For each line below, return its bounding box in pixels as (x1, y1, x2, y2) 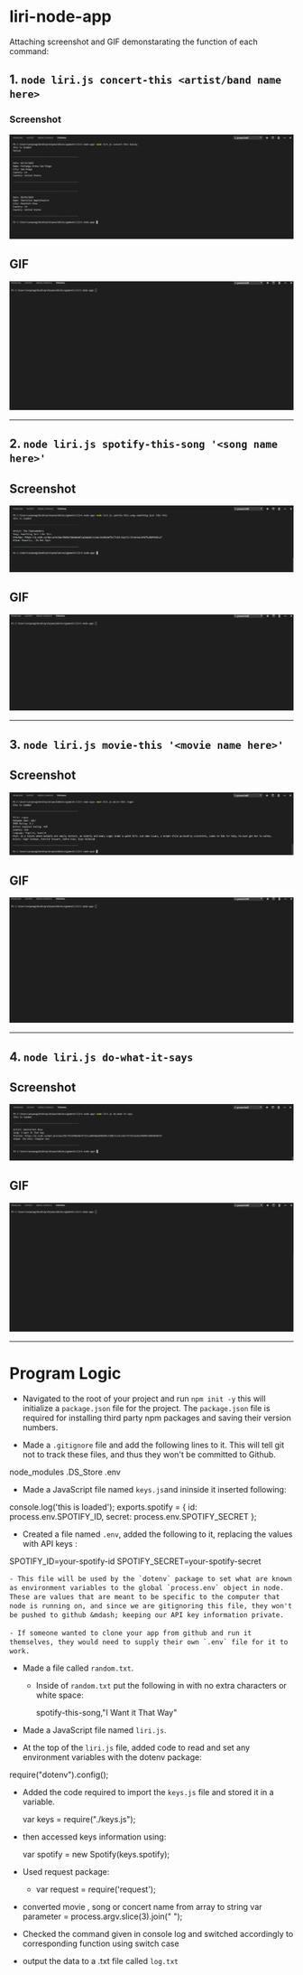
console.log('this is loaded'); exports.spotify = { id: (9, 1502, 197, 1512)
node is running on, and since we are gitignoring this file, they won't (9, 1601, 293, 1610)
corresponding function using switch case (22, 1938, 179, 1949)
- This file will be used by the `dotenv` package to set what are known (9, 1574, 293, 1583)
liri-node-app (9, 6, 112, 27)
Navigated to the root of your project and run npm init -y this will (22, 1393, 266, 1404)
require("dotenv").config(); (9, 1769, 109, 1780)
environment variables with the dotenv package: (22, 1751, 202, 1763)
